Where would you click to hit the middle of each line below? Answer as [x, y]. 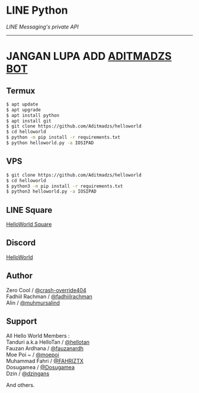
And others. [20, 385]
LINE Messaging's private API [42, 27]
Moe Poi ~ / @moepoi [33, 354]
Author [19, 276]
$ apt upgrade [24, 110]
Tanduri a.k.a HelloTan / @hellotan [48, 342]
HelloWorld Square [29, 224]
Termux [21, 90]
